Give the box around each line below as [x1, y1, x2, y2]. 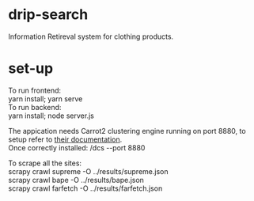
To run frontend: [8, 85, 62, 95]
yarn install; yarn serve [8, 93, 83, 104]
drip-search [8, 6, 89, 24]
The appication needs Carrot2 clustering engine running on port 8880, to [8, 126, 247, 135]
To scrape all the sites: [8, 158, 82, 168]
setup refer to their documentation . [8, 135, 123, 144]
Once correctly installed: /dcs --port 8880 [8, 142, 146, 152]
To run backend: [8, 102, 62, 112]
